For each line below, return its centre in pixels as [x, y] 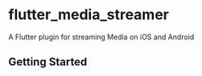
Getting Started [48, 62]
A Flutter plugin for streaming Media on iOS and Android [101, 37]
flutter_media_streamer [89, 15]
